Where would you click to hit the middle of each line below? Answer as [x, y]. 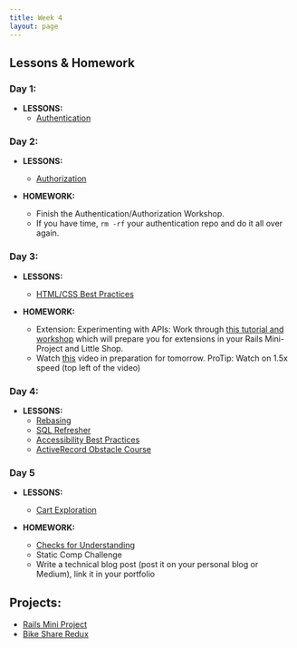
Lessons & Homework [72, 63]
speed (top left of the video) [88, 367]
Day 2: [24, 141]
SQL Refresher [63, 430]
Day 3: [24, 256]
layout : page [34, 26]
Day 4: [24, 391]
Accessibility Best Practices [88, 440]
